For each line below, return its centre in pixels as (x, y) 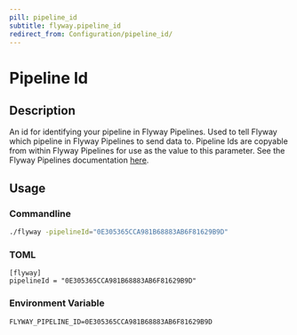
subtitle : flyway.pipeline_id (65, 26)
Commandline (40, 213)
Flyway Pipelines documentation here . (79, 160)
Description (42, 111)
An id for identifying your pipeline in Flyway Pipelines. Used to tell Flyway (143, 132)
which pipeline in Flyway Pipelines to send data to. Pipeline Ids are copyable (149, 141)
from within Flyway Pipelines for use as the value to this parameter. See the (147, 151)
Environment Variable (57, 303)
